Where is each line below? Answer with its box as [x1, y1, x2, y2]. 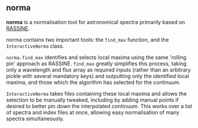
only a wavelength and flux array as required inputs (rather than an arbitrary [6, 66, 191, 73]
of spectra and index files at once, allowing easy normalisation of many [6, 109, 180, 116]
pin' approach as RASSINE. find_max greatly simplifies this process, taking [6, 60, 187, 67]
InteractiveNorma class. [6, 42, 64, 49]
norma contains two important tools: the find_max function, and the [6, 36, 170, 43]
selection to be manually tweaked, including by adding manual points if [6, 96, 179, 103]
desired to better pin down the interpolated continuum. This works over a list [6, 102, 193, 109]
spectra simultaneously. [6, 115, 64, 122]
